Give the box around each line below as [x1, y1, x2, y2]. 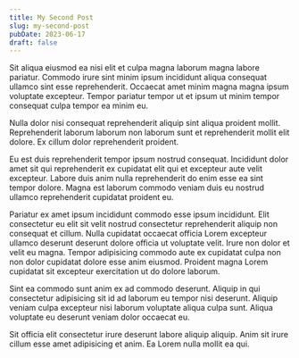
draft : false [9, 37, 58, 47]
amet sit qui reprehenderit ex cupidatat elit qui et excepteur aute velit [9, 163, 263, 174]
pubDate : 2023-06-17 [9, 29, 87, 38]
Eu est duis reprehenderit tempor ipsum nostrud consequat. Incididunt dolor [9, 154, 289, 165]
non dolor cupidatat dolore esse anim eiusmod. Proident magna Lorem [9, 256, 269, 268]
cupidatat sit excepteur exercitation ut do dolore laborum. [9, 266, 220, 277]
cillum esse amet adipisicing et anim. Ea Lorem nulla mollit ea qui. [9, 338, 250, 349]
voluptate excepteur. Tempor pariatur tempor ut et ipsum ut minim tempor [9, 91, 280, 102]
